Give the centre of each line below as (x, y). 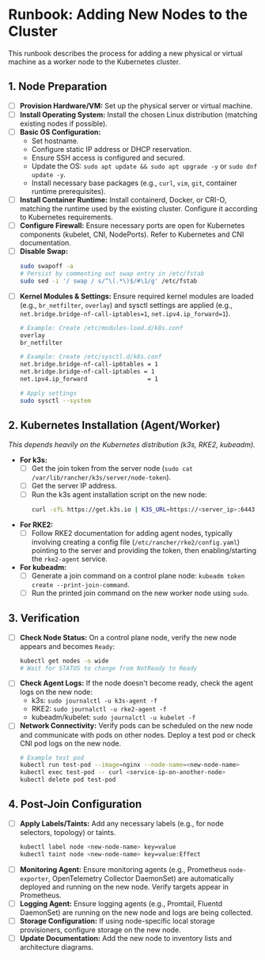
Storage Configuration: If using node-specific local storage (117, 920)
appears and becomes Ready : (67, 646)
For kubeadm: (43, 567)
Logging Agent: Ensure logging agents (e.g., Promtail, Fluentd (121, 903)
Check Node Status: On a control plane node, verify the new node (128, 637)
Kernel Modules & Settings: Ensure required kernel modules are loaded (137, 296)
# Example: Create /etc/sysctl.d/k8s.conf (91, 357)
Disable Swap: (44, 252)
